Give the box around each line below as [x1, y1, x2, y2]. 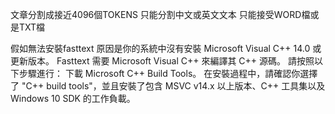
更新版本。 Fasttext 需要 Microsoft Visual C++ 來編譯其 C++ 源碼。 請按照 [10, 55, 315, 67]
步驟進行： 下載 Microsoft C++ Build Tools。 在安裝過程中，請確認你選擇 [18, 68, 318, 79]
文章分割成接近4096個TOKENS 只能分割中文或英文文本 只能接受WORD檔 [10, 9, 311, 20]
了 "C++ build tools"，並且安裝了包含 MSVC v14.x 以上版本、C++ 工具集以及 [10, 80, 326, 92]
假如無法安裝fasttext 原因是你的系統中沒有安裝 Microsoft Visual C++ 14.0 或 [10, 43, 322, 54]
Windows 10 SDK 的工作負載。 [10, 93, 136, 104]
